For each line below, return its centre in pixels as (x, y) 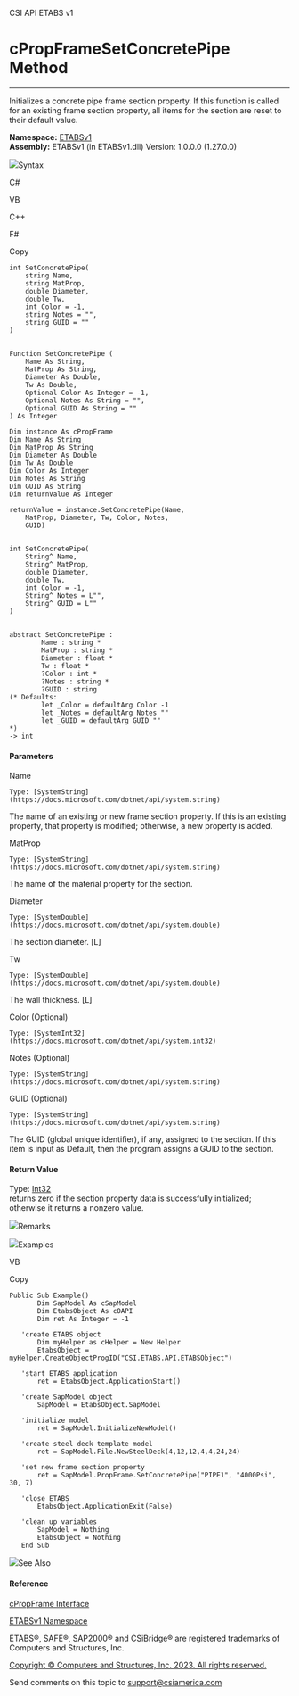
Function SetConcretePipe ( (61, 353)
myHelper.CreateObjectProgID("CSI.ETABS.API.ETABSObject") (121, 1358)
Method (39, 68)
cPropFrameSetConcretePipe (120, 49)
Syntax (31, 165)
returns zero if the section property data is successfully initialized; (130, 1198)
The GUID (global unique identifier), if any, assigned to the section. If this (143, 1139)
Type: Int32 (30, 1189)
